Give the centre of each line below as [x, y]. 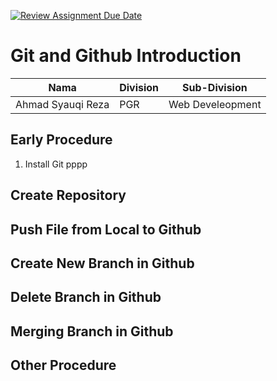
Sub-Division [214, 87]
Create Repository [68, 195]
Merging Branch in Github [92, 331]
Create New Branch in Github [102, 263]
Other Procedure [63, 365]
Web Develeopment [215, 104]
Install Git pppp [56, 164]
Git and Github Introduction [126, 56]
